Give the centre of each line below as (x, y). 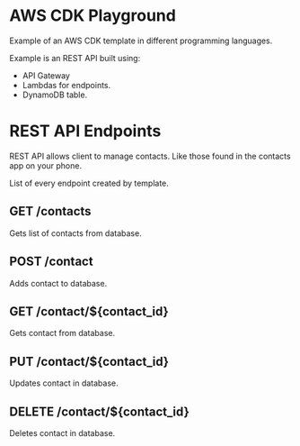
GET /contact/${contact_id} (89, 311)
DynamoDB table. (55, 95)
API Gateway (46, 75)
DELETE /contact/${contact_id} (100, 411)
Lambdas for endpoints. (66, 85)
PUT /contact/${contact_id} (89, 361)
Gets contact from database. (62, 333)
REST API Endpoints (85, 131)
